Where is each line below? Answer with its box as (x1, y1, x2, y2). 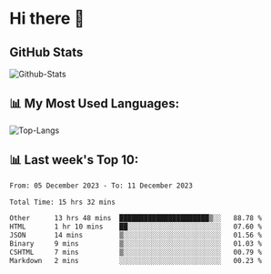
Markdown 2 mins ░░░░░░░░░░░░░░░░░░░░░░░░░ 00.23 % (9, 256, 262, 265)
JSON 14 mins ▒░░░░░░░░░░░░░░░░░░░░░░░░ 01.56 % (9, 231, 262, 240)
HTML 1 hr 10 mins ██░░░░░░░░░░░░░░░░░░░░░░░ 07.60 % (9, 222, 262, 231)
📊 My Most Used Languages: (9, 96, 180, 112)
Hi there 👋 (9, 8, 85, 29)
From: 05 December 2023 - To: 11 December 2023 (9, 181, 194, 190)
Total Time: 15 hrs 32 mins (9, 198, 116, 207)
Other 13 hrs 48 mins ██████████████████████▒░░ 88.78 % (9, 214, 262, 223)
